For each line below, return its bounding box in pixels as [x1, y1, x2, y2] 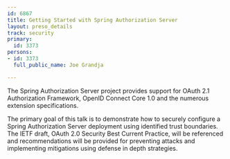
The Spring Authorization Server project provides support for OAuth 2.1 [7, 86, 210, 95]
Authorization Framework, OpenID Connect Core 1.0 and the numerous [7, 94, 209, 102]
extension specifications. [7, 101, 79, 109]
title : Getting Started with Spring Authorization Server [7, 17, 178, 24]
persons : [7, 49, 33, 56]
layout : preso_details [7, 23, 73, 30]
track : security [7, 29, 54, 37]
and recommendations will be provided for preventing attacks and [7, 136, 195, 145]
